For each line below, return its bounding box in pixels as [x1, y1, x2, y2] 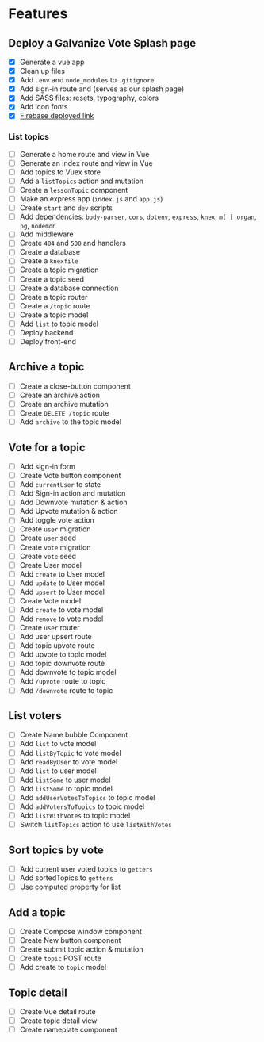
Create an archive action [19, 390, 101, 400]
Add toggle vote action [19, 515, 95, 525]
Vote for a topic [8, 441, 86, 454]
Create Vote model [19, 596, 82, 605]
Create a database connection [19, 283, 119, 293]
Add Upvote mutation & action [19, 507, 118, 516]
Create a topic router [19, 292, 88, 301]
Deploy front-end [19, 336, 77, 346]
